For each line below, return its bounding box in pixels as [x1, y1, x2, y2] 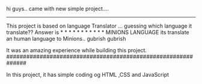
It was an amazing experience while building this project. [6, 47, 147, 53]
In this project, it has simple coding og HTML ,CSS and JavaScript [6, 71, 170, 78]
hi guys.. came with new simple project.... [6, 5, 109, 12]
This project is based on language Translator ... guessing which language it [6, 22, 192, 29]
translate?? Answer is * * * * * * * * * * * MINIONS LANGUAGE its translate [6, 29, 189, 35]
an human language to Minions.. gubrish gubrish [6, 35, 126, 42]
